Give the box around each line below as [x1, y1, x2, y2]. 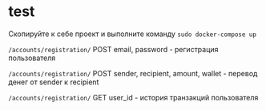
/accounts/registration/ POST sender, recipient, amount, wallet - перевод [8, 68, 258, 78]
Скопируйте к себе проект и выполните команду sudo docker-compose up [8, 29, 256, 39]
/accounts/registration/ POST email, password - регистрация [8, 44, 219, 54]
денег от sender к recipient [8, 77, 99, 87]
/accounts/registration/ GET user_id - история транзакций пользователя [8, 92, 259, 102]
